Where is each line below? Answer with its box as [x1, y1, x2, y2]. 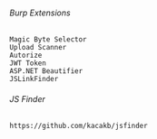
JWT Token [9, 59, 47, 68]
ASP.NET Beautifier [9, 67, 83, 76]
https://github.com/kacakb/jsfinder [9, 122, 148, 131]
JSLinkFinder [9, 75, 59, 84]
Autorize [9, 51, 43, 60]
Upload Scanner [9, 43, 67, 52]
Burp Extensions [9, 7, 71, 18]
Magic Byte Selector [9, 35, 88, 44]
